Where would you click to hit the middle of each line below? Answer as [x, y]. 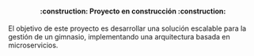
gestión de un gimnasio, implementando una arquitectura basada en [119, 37]
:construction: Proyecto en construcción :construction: [133, 11]
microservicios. [33, 45]
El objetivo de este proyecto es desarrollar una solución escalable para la [127, 28]
